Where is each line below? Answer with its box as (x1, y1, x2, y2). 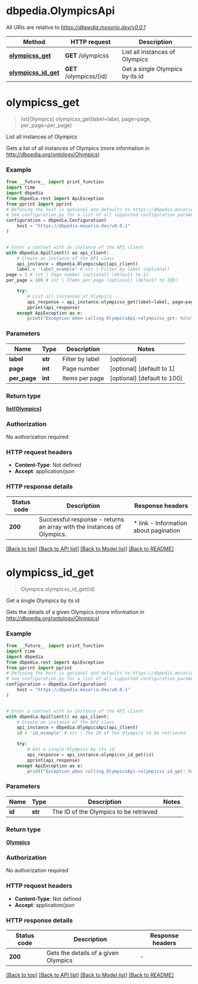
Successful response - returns (39, 515, 124, 523)
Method (22, 37, 46, 46)
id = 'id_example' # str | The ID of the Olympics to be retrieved (16, 730, 186, 736)
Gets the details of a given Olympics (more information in (6, 608, 145, 616)
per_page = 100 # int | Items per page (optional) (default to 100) (6, 277, 178, 283)
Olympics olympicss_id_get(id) (20, 585, 95, 593)
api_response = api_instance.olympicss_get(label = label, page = (27, 299, 186, 305)
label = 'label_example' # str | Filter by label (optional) (16, 266, 170, 273)
